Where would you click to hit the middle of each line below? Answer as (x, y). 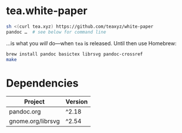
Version (77, 102)
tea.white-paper (47, 11)
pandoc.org (25, 112)
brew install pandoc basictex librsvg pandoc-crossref (75, 54)
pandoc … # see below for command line (56, 32)
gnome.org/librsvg (34, 121)
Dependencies (42, 83)
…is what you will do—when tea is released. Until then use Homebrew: (92, 43)
